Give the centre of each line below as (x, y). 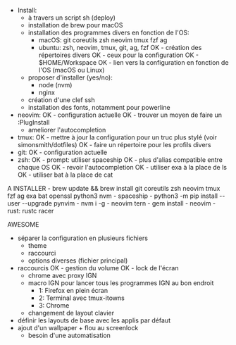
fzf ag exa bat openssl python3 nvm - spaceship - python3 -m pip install (113, 196)
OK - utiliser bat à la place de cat (65, 175)
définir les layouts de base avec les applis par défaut (94, 320)
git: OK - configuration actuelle (62, 152)
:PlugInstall (33, 122)
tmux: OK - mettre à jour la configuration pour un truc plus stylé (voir (117, 137)
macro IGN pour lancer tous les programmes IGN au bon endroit (121, 283)
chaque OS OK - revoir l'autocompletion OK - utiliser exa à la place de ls (122, 167)
